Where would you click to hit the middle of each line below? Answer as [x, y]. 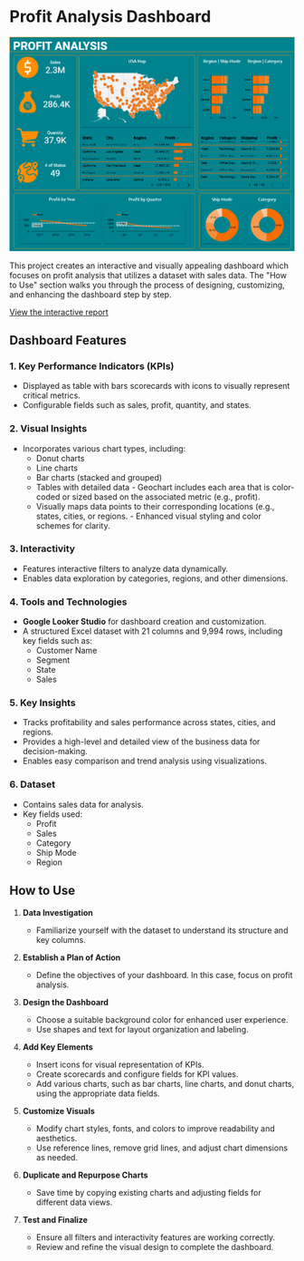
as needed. [57, 1157]
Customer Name [66, 651]
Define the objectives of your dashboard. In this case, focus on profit [164, 975]
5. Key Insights [43, 703]
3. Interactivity [42, 548]
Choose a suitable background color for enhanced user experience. [162, 1019]
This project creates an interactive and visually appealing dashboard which [149, 266]
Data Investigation [57, 912]
